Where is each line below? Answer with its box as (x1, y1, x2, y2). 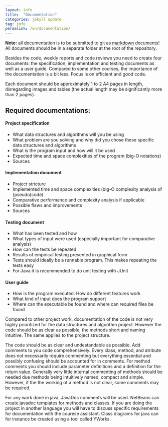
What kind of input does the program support (12, 296, 106, 302)
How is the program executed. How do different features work (12, 291, 141, 297)
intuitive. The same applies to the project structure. (5, 332, 111, 338)
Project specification (5, 120, 50, 126)
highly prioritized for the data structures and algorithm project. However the (5, 322, 162, 328)
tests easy (12, 262, 34, 268)
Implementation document (5, 170, 62, 176)
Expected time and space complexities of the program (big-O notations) (12, 153, 161, 159)
